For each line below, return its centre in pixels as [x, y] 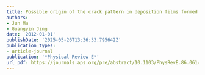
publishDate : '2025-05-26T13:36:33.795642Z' [64, 40]
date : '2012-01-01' [31, 34]
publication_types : [31, 46]
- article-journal [30, 51]
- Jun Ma [17, 23]
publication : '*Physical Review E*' [53, 57]
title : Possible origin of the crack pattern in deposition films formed [102, 12]
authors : [17, 18]
